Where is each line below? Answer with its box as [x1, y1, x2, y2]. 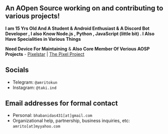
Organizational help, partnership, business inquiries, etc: [12, 118, 130, 124]
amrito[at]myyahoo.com [12, 124, 61, 129]
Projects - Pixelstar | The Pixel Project [5, 51, 85, 57]
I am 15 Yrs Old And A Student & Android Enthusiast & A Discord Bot [5, 25, 150, 31]
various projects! [5, 12, 60, 21]
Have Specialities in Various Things [5, 36, 81, 42]
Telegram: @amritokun [12, 79, 58, 85]
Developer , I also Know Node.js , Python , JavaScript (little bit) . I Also [5, 30, 155, 37]
